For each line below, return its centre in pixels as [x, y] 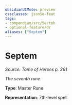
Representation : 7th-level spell [36, 97]
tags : [10, 18]
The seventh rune [23, 78]
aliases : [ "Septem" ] [26, 32]
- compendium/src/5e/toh [30, 23]
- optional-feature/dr [28, 28]
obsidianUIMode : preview [30, 9]
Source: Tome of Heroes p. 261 [36, 69]
